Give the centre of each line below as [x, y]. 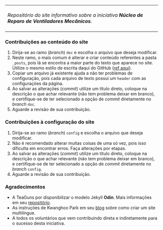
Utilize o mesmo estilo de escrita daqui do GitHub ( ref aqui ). [72, 68]
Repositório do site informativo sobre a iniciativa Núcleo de [75, 15]
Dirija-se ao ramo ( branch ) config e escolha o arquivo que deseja [77, 133]
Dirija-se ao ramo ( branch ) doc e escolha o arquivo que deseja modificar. [85, 53]
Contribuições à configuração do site [50, 122]
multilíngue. [24, 213]
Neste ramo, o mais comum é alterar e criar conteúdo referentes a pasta [84, 57]
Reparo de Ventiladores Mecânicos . [50, 21]
